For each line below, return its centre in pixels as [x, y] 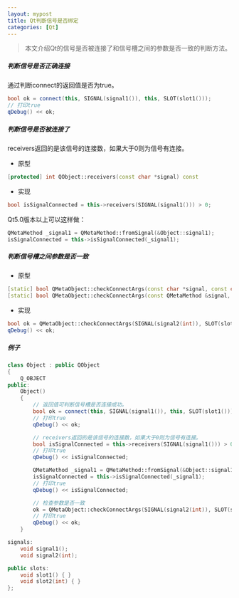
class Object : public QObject [54, 365]
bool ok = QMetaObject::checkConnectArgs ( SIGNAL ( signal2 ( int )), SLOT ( [114, 324]
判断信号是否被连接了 [38, 129]
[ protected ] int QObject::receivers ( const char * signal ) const [103, 177]
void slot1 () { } [46, 575]
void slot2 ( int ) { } [51, 582]
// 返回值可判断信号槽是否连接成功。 [80, 405]
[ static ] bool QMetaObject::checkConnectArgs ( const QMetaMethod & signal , [119, 296]
